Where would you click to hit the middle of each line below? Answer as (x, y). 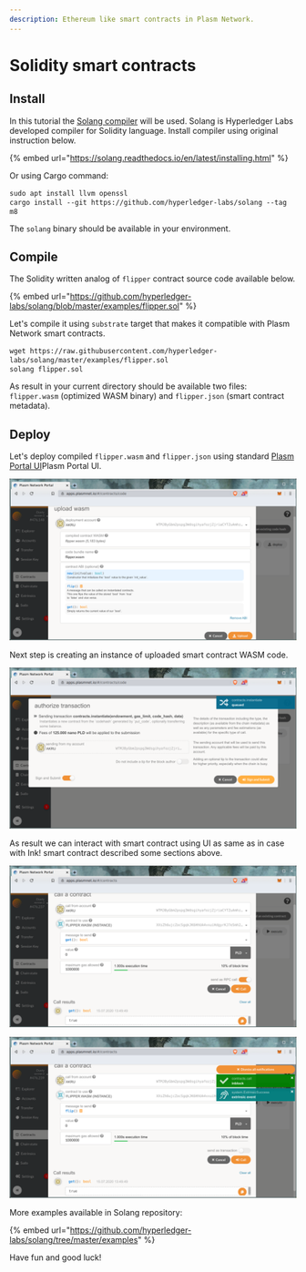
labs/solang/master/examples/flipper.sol (89, 361)
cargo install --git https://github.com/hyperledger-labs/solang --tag (148, 202)
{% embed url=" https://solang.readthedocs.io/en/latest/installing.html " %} (149, 158)
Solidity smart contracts (103, 65)
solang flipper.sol (46, 370)
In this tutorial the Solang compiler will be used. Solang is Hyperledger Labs (152, 121)
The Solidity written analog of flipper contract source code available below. (153, 279)
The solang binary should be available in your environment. (120, 229)
